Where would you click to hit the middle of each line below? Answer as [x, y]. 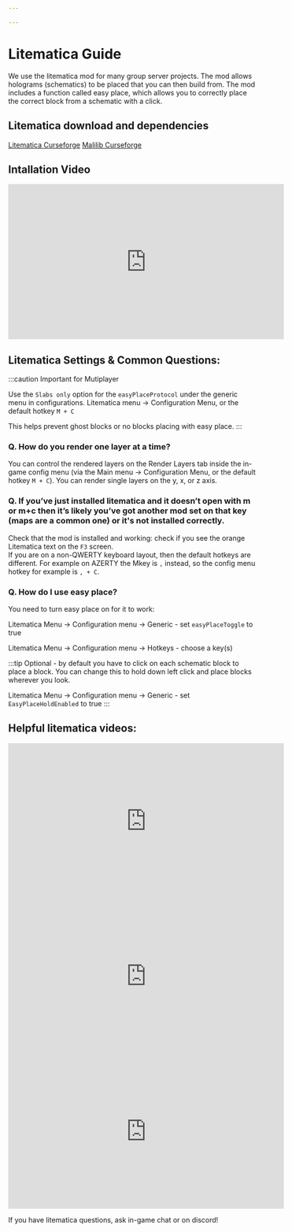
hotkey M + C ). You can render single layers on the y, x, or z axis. [113, 481]
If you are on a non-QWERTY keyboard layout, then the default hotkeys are [130, 555]
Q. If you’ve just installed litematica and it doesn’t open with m [129, 501]
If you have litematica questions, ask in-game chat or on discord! [113, 1219]
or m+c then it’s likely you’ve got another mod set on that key [128, 511]
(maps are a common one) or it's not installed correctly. [116, 521]
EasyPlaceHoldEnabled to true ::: [59, 704]
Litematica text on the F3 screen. [61, 546]
